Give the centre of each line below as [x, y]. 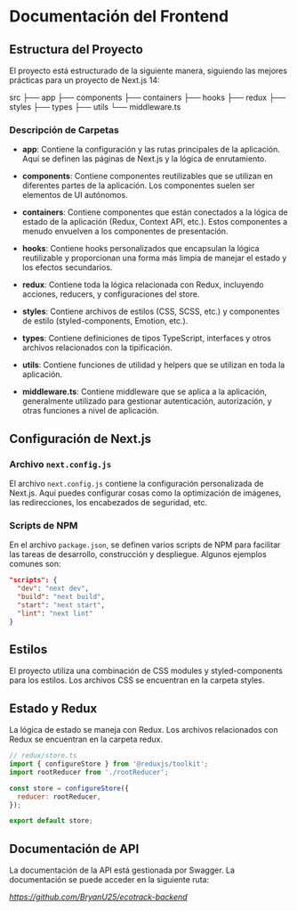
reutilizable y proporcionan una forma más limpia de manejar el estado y [154, 258]
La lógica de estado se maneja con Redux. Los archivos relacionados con [144, 730]
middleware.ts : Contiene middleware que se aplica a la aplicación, [144, 392]
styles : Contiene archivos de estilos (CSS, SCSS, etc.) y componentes [151, 312]
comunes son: [35, 564]
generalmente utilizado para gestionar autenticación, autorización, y [147, 401]
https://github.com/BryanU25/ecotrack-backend [99, 897]
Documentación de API [74, 849]
